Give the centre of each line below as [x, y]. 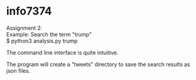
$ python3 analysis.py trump [42, 41]
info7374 [29, 11]
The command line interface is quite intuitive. [62, 52]
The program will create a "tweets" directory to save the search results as [98, 64]
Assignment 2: [24, 28]
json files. [18, 70]
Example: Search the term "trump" [49, 34]
